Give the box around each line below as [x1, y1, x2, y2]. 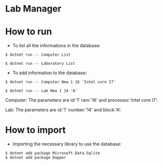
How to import [5, 124, 66, 136]
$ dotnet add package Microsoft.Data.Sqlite [5, 151, 100, 156]
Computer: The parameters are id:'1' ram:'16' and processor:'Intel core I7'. [5, 97, 158, 103]
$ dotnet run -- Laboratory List [5, 61, 75, 66]
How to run [5, 26, 52, 38]
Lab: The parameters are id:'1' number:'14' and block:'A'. [5, 107, 122, 113]
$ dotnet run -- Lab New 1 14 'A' [5, 88, 78, 93]
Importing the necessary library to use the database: [12, 141, 122, 147]
